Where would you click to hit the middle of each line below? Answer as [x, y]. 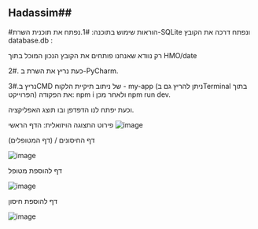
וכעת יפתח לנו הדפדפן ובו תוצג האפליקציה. [71, 109]
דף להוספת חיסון [33, 201]
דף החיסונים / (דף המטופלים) [52, 140]
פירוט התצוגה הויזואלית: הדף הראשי [61, 124]
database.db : [31, 40]
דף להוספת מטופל [35, 170]
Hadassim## [40, 13]
